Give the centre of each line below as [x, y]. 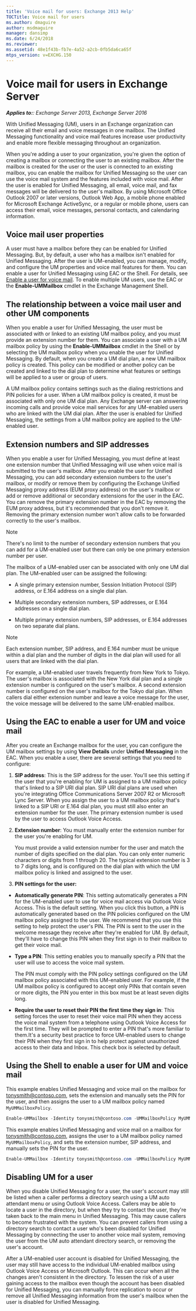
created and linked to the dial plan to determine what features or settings [93, 371]
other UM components [48, 313]
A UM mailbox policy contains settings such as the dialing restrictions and [95, 389]
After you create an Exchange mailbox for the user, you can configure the [94, 745]
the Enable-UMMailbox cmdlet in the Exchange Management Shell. [87, 286]
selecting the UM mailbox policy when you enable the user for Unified [90, 352]
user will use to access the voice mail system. [69, 962]
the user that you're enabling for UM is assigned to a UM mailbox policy [100, 781]
